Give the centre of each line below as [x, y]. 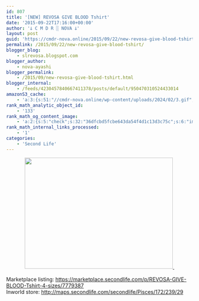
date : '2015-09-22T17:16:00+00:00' [50, 23]
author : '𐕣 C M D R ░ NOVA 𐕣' [43, 28]
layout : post [22, 34]
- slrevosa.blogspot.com [47, 56]
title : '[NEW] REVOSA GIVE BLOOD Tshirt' [58, 17]
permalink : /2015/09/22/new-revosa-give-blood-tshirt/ [75, 45]
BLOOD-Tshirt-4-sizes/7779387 [45, 286]
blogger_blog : [24, 50]
